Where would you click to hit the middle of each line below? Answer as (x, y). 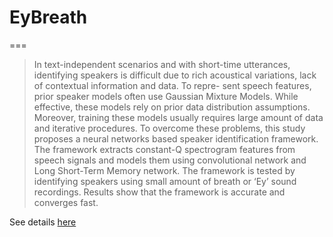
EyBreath (48, 17)
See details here (43, 222)
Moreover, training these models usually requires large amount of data (178, 117)
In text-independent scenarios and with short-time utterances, (162, 64)
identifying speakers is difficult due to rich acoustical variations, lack (175, 75)
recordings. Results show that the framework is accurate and (159, 192)
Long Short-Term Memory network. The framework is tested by (164, 170)
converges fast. (66, 202)
